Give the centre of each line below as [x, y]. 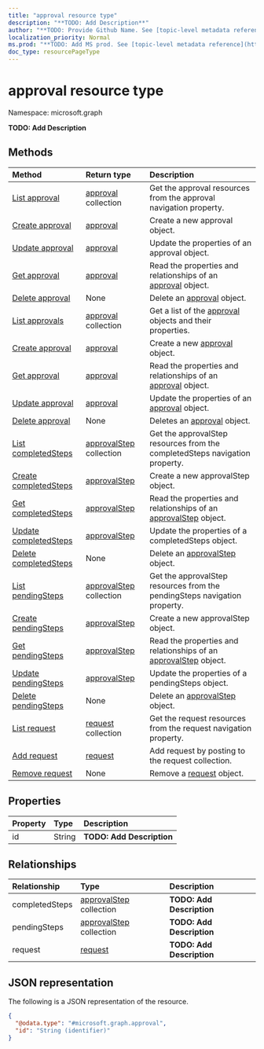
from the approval [182, 197]
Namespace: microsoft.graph [55, 112]
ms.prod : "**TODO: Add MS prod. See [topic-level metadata [107, 45]
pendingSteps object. [189, 683]
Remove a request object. [196, 773]
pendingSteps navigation [195, 596]
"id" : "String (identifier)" [63, 1030]
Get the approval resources [199, 188]
